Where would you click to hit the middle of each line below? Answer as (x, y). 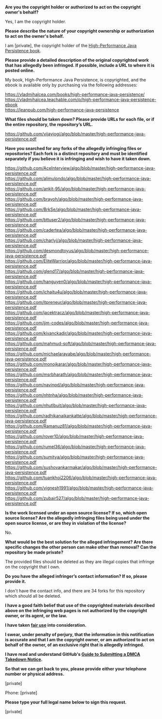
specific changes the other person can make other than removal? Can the (81, 547)
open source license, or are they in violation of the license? (66, 523)
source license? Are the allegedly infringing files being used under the (77, 518)
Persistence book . (23, 51)
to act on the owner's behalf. (34, 36)
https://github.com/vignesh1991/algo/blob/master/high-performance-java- (79, 488)
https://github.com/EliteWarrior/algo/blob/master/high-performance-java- (79, 261)
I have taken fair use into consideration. (46, 625)
